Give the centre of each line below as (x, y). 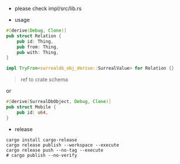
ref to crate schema (44, 80)
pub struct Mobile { (31, 107)
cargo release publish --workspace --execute (62, 145)
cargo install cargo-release (42, 140)
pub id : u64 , (33, 112)
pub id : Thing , (35, 41)
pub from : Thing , (38, 47)
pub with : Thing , (38, 52)
